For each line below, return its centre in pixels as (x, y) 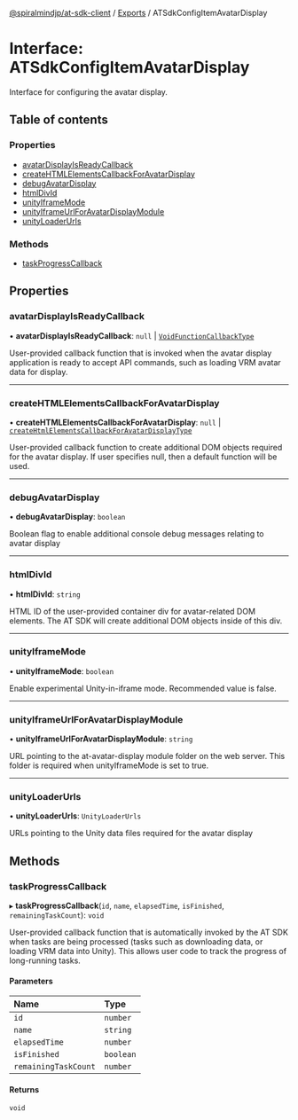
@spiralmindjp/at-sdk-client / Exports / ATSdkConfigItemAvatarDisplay (138, 13)
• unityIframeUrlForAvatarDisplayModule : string (101, 739)
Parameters (31, 981)
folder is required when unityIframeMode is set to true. (109, 765)
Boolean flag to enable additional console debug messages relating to (137, 534)
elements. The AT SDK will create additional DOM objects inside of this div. (146, 621)
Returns (24, 1089)
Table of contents (59, 120)
